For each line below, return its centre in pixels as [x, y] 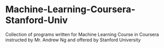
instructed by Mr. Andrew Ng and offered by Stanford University [73, 40]
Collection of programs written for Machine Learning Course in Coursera [82, 34]
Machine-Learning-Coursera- [70, 9]
